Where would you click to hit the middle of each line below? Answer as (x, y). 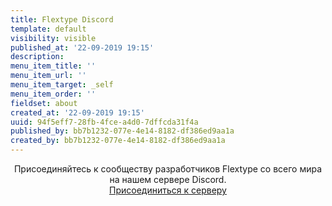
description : (37, 57)
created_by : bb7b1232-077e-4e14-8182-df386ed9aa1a (118, 141)
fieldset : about (44, 103)
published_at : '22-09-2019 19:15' (82, 47)
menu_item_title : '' (53, 66)
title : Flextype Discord (62, 19)
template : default (48, 29)
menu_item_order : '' (53, 94)
